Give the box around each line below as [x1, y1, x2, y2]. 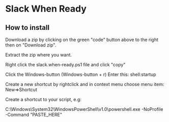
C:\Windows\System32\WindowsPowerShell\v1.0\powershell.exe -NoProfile [5, 106, 163, 112]
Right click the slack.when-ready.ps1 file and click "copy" [5, 62, 126, 67]
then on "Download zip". [5, 42, 57, 48]
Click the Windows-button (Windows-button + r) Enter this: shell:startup [5, 71, 156, 77]
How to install [5, 23, 50, 32]
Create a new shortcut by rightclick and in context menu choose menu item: [5, 82, 164, 87]
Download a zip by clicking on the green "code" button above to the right [5, 36, 159, 43]
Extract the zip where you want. [5, 52, 72, 58]
